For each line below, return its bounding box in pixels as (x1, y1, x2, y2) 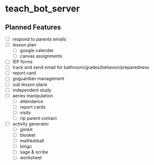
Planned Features (5, 23, 61, 31)
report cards (19, 103, 46, 110)
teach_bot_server (5, 3, 80, 14)
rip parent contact (19, 115, 57, 121)
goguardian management (12, 75, 64, 81)
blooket (19, 132, 36, 138)
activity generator (12, 120, 49, 126)
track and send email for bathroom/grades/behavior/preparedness (12, 64, 149, 70)
